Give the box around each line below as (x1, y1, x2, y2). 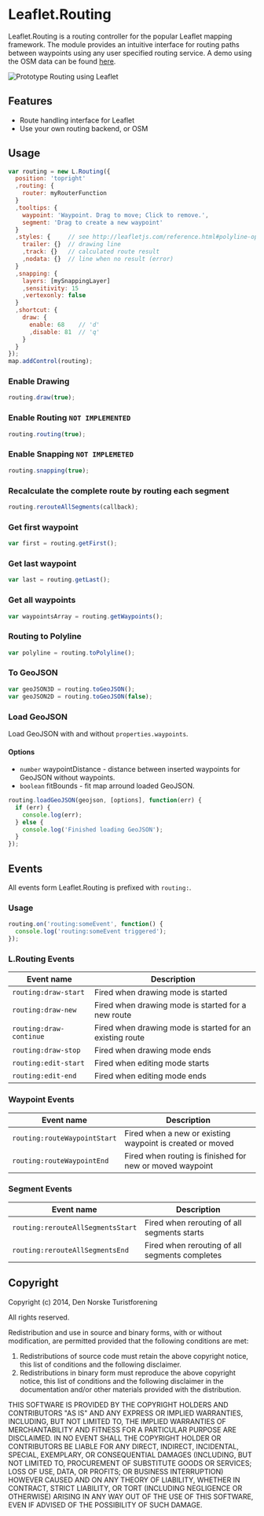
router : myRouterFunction (22, 189, 108, 197)
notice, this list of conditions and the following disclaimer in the (19, 1376, 224, 1386)
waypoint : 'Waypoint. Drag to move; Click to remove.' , (22, 211, 210, 219)
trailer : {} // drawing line (22, 240, 122, 248)
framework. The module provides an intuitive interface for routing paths (8, 39, 240, 49)
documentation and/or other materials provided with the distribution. (19, 1385, 241, 1394)
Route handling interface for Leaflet (19, 116, 135, 125)
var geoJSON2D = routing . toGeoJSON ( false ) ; (8, 692, 153, 700)
